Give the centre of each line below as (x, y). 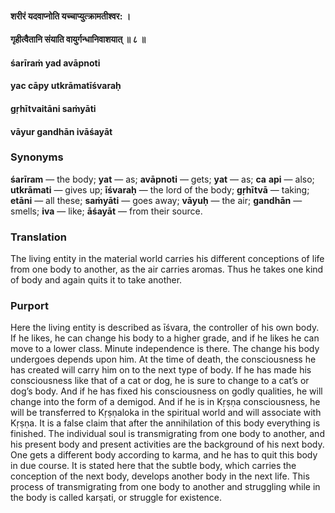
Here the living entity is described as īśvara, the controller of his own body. (165, 328)
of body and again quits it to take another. (96, 280)
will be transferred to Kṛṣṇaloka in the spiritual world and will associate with (166, 413)
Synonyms (37, 157)
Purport (29, 306)
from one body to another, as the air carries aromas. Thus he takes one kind (167, 269)
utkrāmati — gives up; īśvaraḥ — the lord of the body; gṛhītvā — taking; (160, 189)
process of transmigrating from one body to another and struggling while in (165, 487)
